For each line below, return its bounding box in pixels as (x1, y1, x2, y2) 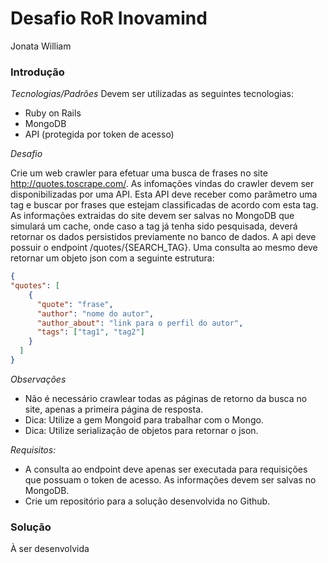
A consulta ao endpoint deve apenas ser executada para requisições (24, 463, 308, 475)
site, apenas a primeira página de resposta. (24, 403, 204, 415)
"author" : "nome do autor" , (36, 308, 155, 319)
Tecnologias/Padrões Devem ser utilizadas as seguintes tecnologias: (10, 88, 294, 100)
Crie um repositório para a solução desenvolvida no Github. (24, 495, 271, 507)
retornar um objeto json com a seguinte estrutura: (10, 252, 215, 264)
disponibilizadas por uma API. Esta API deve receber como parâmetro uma (10, 188, 318, 201)
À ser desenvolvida (10, 543, 90, 555)
